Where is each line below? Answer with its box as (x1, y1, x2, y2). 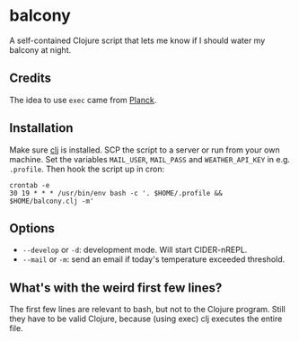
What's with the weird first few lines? (9, 280, 223, 295)
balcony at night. (9, 44, 72, 55)
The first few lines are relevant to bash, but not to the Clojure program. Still (9, 304, 286, 315)
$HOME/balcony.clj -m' (9, 197, 94, 205)
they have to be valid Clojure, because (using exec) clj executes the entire (9, 313, 283, 324)
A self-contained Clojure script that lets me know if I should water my (9, 35, 266, 46)
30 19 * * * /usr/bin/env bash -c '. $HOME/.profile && (9, 188, 223, 197)
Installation (9, 120, 74, 136)
